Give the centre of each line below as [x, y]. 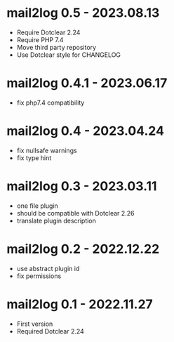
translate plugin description [56, 221]
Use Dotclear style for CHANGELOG [68, 55]
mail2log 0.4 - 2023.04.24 [85, 131]
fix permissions [39, 276]
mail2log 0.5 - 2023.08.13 [83, 13]
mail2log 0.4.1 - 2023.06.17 [87, 83]
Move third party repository [56, 47]
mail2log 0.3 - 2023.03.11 [82, 186]
